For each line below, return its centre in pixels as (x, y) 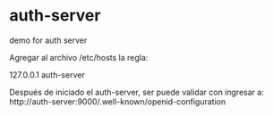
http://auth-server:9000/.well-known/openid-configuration (118, 101)
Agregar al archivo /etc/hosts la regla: (79, 57)
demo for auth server (48, 40)
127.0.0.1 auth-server (47, 75)
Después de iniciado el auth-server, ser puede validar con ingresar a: (136, 92)
